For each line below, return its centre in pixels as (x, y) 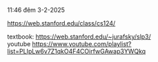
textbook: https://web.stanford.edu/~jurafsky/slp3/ (79, 37)
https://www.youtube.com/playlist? (82, 44)
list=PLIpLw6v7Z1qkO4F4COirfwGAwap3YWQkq (77, 51)
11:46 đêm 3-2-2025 (36, 10)
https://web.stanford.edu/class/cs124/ (61, 23)
